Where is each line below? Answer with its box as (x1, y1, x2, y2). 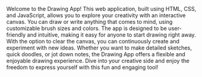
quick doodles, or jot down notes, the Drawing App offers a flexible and (6, 51, 186, 57)
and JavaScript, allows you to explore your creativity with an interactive (6, 12, 186, 19)
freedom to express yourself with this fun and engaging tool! (6, 64, 159, 71)
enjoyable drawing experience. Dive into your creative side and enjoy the (6, 57, 190, 64)
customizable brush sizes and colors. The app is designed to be (6, 24, 167, 32)
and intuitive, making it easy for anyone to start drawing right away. (27, 31, 197, 38)
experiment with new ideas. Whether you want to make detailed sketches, (6, 44, 192, 51)
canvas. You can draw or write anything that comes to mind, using (6, 18, 173, 25)
